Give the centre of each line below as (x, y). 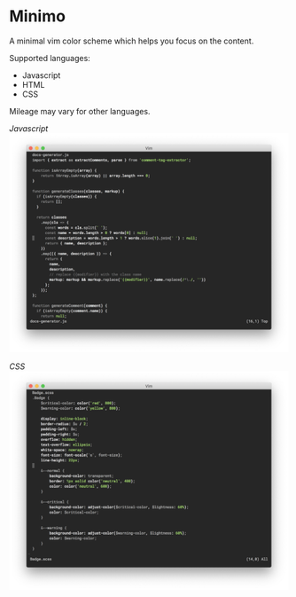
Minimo (38, 16)
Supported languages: (50, 58)
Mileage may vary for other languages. (80, 111)
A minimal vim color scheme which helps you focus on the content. (132, 41)
